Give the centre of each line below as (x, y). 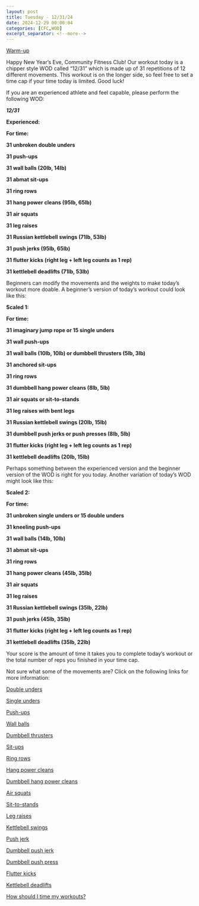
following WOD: (25, 99)
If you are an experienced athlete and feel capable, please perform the (93, 93)
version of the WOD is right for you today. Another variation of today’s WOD (99, 475)
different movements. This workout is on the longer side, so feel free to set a (99, 75)
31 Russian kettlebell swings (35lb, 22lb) (57, 608)
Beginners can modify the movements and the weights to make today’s (93, 283)
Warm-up (18, 50)
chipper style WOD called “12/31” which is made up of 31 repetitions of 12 (96, 68)
